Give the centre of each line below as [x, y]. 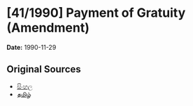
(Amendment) [48, 28]
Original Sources [44, 69]
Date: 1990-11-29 [31, 47]
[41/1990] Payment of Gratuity [96, 13]
